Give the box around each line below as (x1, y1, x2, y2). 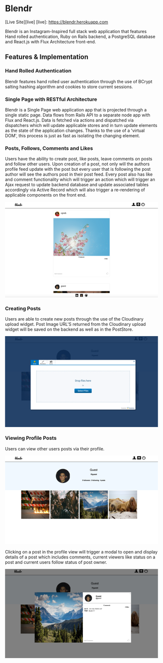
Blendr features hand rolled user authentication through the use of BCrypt (5, 78, 153, 84)
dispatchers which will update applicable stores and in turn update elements (5, 122, 158, 128)
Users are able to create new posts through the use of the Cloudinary (5, 316, 144, 322)
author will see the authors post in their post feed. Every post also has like (5, 171, 153, 178)
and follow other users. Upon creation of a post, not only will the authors (5, 161, 150, 167)
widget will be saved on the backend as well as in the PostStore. (5, 326, 133, 332)
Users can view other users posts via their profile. (5, 446, 105, 451)
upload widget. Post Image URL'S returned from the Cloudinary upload (5, 322, 146, 327)
